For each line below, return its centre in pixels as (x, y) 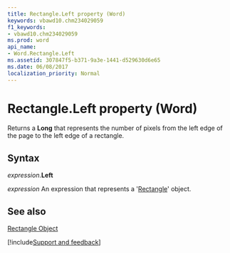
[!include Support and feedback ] (54, 242)
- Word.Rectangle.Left (41, 54)
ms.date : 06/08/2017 (38, 67)
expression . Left (30, 176)
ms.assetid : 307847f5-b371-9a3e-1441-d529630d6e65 (84, 60)
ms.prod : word (28, 41)
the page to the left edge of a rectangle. (66, 136)
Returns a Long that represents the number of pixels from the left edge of (115, 128)
